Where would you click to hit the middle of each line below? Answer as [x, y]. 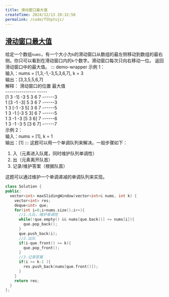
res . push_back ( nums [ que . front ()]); [61, 267]
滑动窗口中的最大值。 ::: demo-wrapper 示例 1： [55, 67]
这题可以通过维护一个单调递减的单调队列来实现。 [56, 177]
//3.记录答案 [31, 257]
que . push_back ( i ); [38, 234]
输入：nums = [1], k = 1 [29, 136]
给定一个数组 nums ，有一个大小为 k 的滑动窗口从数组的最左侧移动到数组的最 [82, 54]
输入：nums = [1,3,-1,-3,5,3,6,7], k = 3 [44, 73]
